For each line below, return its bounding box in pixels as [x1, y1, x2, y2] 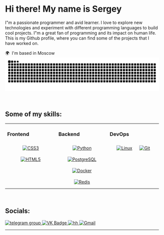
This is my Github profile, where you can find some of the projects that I [5, 35, 149, 41]
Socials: [5, 207, 30, 215]
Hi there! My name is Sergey [5, 3, 122, 15]
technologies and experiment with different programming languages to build [5, 24, 158, 30]
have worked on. [5, 40, 39, 46]
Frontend [7, 131, 29, 138]
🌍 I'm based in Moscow [5, 50, 55, 56]
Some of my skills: [5, 110, 62, 118]
